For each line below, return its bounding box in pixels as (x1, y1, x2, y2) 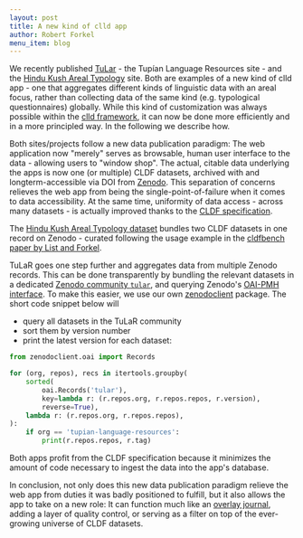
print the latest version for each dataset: (22, 335, 172, 346)
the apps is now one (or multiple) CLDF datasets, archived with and (9, 167, 260, 178)
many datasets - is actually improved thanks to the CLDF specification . (9, 205, 273, 217)
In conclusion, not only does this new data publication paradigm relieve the (9, 480, 289, 490)
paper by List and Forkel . (9, 242, 102, 253)
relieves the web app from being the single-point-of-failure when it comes (9, 186, 286, 197)
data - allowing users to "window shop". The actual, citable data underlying (9, 157, 289, 168)
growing (9, 518, 41, 529)
